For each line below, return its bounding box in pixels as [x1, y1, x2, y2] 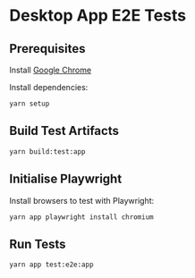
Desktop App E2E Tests [9, 5, 186, 26]
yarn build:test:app [9, 147, 87, 156]
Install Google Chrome [9, 64, 92, 75]
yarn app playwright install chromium [9, 212, 154, 222]
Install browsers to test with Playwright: [9, 195, 155, 206]
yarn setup [9, 99, 50, 108]
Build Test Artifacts [9, 123, 119, 139]
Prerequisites [9, 41, 86, 56]
